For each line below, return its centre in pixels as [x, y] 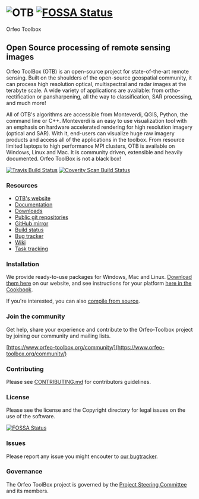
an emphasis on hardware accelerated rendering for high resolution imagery [99, 127]
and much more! [26, 103]
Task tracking [31, 249]
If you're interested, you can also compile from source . [73, 301]
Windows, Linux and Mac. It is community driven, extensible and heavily [94, 152]
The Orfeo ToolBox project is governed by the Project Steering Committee [97, 484]
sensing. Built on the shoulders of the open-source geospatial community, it [99, 78]
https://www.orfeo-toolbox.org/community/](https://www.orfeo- [86, 347]
